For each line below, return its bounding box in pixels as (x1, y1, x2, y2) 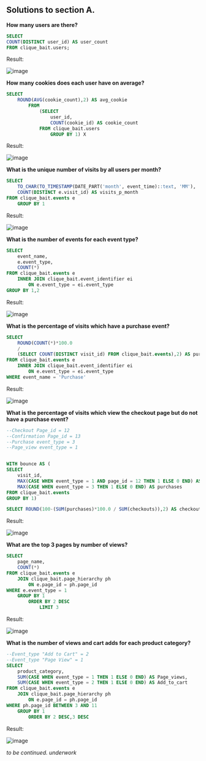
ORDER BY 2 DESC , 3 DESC (28, 714, 89, 720)
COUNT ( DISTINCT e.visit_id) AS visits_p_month (17, 190, 139, 196)
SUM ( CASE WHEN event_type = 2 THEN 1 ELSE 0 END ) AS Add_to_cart (17, 679, 188, 686)
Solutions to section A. (6, 5, 95, 15)
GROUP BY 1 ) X (50, 131, 86, 137)
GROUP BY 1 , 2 (6, 287, 40, 293)
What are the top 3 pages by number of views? (6, 541, 128, 549)
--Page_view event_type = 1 (6, 444, 78, 450)
